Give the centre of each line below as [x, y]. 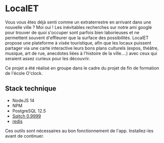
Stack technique [31, 89]
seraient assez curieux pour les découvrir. [48, 58]
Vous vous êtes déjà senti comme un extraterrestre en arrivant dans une [78, 22]
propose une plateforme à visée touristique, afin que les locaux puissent [78, 43]
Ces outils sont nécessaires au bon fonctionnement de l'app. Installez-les [79, 131]
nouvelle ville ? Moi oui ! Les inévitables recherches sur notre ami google [79, 27]
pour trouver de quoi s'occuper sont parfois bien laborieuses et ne [72, 32]
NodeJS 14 [23, 100]
